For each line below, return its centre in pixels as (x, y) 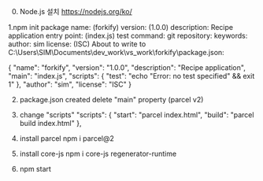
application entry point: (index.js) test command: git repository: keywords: (128, 35)
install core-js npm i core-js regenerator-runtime (98, 153)
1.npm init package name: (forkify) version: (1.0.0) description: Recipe (121, 27)
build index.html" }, (50, 123)
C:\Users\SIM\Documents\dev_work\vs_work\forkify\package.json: (116, 52)
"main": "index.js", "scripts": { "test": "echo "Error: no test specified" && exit (131, 76)
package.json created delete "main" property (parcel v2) (111, 100)
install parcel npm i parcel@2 (67, 139)
